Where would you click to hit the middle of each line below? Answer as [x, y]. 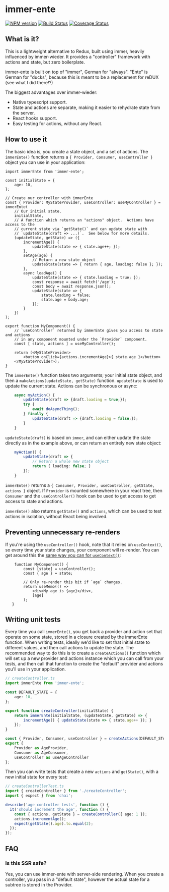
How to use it [26, 140]
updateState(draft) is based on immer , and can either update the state [78, 437]
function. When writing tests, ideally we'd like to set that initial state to [77, 642]
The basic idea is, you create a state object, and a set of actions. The [77, 151]
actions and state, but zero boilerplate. [45, 62]
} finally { [36, 414]
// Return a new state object [64, 260]
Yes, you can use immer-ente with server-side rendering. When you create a [84, 874]
